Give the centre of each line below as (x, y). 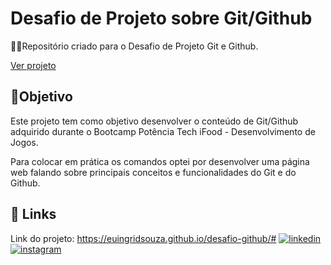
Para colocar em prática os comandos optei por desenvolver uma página (160, 161)
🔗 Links (33, 214)
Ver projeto (33, 65)
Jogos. (24, 142)
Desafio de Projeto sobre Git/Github (161, 18)
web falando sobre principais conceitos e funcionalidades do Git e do (153, 172)
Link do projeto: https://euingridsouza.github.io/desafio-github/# (143, 238)
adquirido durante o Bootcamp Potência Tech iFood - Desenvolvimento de (163, 131)
